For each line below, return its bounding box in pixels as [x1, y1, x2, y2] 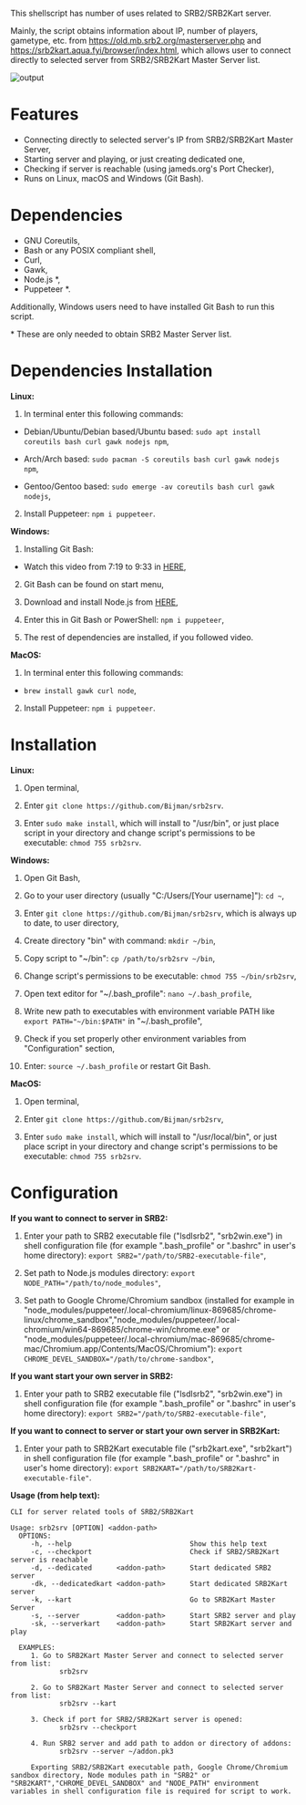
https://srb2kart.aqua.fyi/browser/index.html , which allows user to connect [10, 45, 291, 56]
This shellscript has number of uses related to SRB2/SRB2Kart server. [10, 8, 272, 18]
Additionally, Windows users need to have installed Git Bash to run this [10, 301, 275, 312]
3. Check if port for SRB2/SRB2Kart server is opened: [30, 1715, 244, 1724]
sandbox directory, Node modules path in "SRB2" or [10, 1770, 210, 1779]
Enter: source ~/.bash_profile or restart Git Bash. [23, 1060, 211, 1071]
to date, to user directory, [23, 917, 119, 928]
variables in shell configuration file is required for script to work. [10, 1787, 292, 1796]
